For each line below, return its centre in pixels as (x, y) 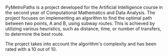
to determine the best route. (35, 34)
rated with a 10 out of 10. (31, 49)
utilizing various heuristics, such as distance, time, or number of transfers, (83, 29)
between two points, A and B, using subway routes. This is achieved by (80, 23)
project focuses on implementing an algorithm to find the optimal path (79, 18)
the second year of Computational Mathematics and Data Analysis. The (80, 13)
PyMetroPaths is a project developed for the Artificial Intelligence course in (84, 7)
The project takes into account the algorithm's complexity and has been (81, 44)
